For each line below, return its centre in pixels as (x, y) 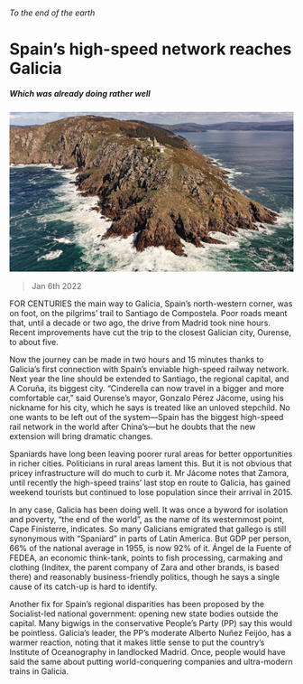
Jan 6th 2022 (56, 286)
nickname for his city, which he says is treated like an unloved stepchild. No (150, 408)
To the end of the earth (52, 13)
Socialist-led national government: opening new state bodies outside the (144, 614)
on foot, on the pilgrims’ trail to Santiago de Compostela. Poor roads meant (148, 314)
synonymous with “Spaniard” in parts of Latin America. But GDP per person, (150, 539)
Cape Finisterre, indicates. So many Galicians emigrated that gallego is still (148, 529)
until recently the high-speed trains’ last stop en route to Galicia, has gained (150, 483)
